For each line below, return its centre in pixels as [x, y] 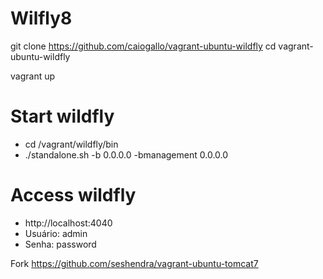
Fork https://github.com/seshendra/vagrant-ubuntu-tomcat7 [134, 263]
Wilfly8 [41, 18]
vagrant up [33, 76]
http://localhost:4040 [68, 223]
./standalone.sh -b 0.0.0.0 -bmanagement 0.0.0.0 [126, 154]
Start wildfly [62, 116]
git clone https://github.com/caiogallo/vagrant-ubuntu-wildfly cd [143, 46]
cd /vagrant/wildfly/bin [71, 144]
